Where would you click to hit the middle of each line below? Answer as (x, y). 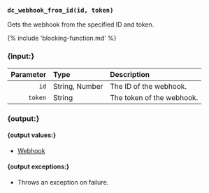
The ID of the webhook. (149, 86)
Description (130, 74)
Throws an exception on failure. (63, 182)
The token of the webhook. (154, 97)
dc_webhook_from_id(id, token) (60, 10)
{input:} (21, 57)
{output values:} (32, 135)
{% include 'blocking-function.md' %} (62, 38)
